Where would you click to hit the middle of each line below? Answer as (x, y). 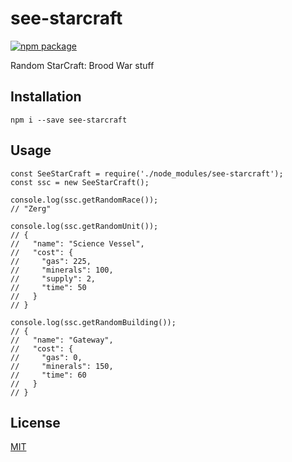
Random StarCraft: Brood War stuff (82, 65)
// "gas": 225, (51, 261)
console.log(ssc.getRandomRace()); (84, 200)
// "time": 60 (48, 375)
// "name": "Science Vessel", (77, 243)
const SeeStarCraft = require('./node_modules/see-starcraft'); (147, 173)
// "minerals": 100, (62, 270)
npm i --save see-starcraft (69, 120)
